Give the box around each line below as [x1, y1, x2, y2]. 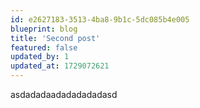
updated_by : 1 [10, 52, 70, 62]
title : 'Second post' [10, 33, 101, 43]
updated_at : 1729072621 [10, 61, 110, 71]
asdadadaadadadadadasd [10, 89, 118, 100]
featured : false [10, 42, 78, 53]
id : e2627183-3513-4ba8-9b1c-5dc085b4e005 [10, 14, 190, 25]
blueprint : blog [10, 24, 78, 34]
